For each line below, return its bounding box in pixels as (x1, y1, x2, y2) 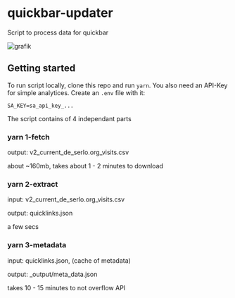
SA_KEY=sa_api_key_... (7, 102, 74, 109)
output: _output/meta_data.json (7, 270, 98, 278)
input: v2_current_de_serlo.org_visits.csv (7, 195, 125, 204)
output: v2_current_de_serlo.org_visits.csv (7, 148, 129, 156)
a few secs (7, 223, 39, 231)
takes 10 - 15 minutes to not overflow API (7, 283, 126, 292)
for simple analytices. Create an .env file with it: (7, 88, 146, 97)
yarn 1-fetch (7, 132, 51, 142)
